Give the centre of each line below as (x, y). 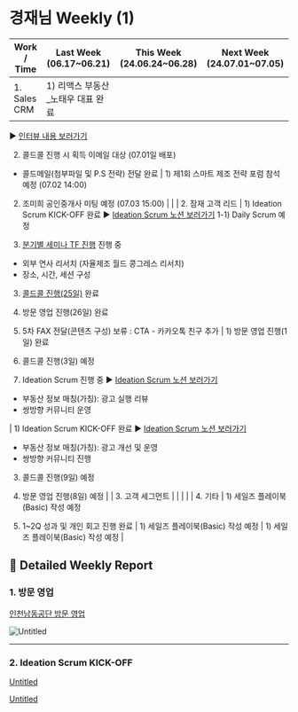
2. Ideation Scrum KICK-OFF (71, 662)
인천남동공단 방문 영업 (47, 614)
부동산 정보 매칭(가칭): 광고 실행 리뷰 (85, 398)
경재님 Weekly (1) (72, 18)
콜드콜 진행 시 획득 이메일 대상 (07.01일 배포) (99, 154)
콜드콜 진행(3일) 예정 (58, 361)
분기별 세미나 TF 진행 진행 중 (72, 244)
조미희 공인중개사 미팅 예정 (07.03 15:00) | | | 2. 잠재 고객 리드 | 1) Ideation (152, 203)
